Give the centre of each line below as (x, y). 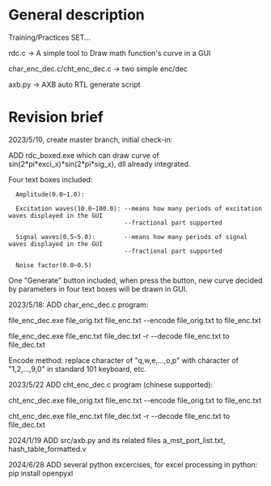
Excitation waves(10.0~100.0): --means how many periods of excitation (139, 208)
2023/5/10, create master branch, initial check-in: (91, 139)
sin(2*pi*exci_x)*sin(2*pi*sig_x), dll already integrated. (100, 164)
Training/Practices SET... (49, 37)
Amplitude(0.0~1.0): (50, 194)
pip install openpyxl (41, 473)
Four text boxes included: (51, 179)
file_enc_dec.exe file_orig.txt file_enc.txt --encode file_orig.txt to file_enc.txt (135, 320)
